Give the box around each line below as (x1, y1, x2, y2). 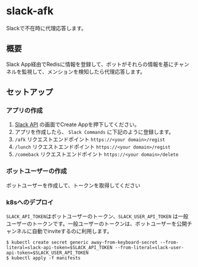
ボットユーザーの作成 (6, 167, 67, 175)
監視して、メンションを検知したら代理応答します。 (21, 68, 146, 75)
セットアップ (6, 87, 53, 98)
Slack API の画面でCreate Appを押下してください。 (14, 121, 140, 128)
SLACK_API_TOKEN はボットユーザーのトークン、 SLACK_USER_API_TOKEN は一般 (6, 213, 189, 220)
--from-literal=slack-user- (114, 245, 184, 251)
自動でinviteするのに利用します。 (31, 228, 113, 235)
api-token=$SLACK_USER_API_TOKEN (6, 250, 89, 256)
